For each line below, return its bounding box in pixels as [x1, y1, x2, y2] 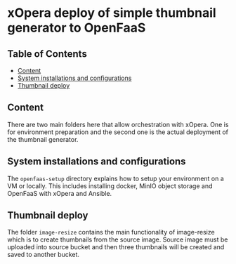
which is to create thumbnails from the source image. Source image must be [7, 235, 228, 244]
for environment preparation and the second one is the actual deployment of [7, 128, 228, 136]
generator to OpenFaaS [7, 20, 146, 36]
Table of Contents [7, 48, 88, 60]
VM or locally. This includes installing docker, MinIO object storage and [7, 181, 213, 190]
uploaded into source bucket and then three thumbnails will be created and [7, 243, 225, 251]
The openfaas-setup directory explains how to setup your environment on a [7, 174, 225, 183]
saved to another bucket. [7, 251, 79, 259]
